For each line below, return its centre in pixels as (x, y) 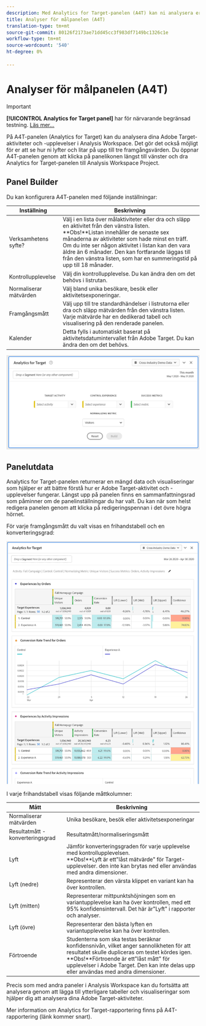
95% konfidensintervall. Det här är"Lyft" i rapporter (131, 909)
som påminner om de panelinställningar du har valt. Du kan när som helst (99, 501)
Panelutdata (30, 467)
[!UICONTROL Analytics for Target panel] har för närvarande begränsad (99, 118)
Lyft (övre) (22, 927)
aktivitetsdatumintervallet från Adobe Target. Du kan (128, 338)
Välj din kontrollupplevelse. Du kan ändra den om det (129, 274)
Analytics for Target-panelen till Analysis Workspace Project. (83, 163)
